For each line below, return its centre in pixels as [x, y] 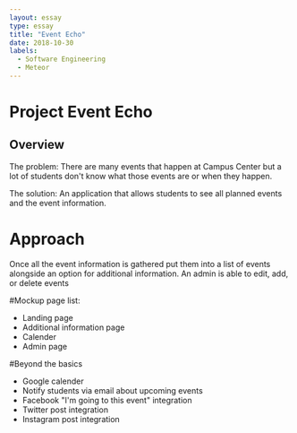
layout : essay [36, 17]
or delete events [39, 282]
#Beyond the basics [46, 363]
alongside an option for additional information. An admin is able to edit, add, [149, 273]
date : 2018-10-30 [42, 43]
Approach [47, 239]
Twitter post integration [65, 410]
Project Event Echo [81, 112]
